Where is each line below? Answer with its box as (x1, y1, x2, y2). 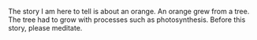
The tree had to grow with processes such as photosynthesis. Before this (8, 15, 246, 24)
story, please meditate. (8, 24, 83, 32)
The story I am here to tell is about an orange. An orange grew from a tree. (8, 7, 250, 16)
